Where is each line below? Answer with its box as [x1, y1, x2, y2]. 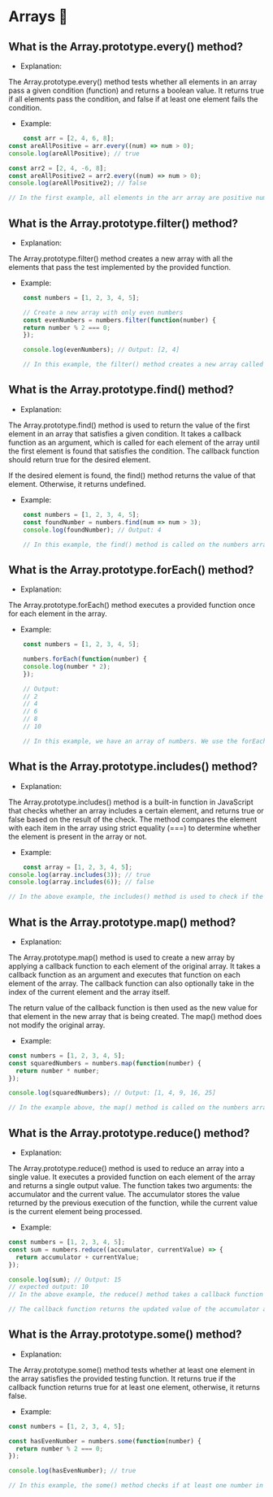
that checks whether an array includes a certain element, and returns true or [8, 805, 264, 815]
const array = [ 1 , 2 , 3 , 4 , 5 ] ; [23, 863, 132, 871]
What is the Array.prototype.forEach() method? [8, 562, 254, 576]
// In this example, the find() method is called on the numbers [23, 540, 249, 549]
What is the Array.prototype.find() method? [8, 383, 234, 397]
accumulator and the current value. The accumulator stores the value [8, 1190, 240, 1199]
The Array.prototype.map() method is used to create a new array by [8, 952, 236, 962]
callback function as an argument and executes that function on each [8, 970, 241, 979]
